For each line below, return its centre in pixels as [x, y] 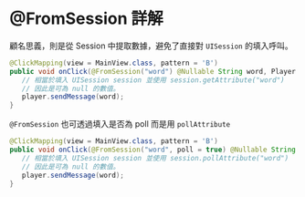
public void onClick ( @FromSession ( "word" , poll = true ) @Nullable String [153, 150]
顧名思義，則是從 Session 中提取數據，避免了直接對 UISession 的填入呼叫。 [152, 46]
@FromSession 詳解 [86, 19]
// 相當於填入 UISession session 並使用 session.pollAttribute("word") [155, 158]
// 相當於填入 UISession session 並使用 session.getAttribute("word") [153, 80]
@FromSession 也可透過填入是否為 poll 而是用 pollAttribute [120, 124]
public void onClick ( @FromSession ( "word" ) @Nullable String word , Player [153, 71]
